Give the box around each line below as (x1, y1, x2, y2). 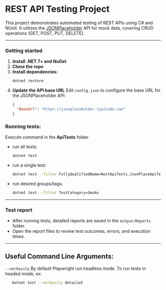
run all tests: (12, 144, 38, 150)
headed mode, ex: (5, 270, 42, 277)
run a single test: (12, 162, 47, 168)
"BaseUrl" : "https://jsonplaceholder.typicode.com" (17, 107, 125, 111)
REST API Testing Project (5, 3, 110, 15)
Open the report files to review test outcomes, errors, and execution (12, 228, 151, 234)
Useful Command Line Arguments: (5, 253, 114, 261)
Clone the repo (12, 64, 43, 70)
